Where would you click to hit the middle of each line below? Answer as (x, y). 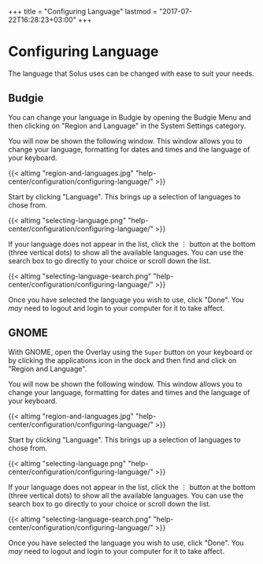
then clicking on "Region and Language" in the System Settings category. (127, 125)
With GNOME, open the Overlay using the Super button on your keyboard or (131, 352)
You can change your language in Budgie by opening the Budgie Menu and (130, 117)
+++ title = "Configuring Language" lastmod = (83, 11)
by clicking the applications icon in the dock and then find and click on (122, 360)
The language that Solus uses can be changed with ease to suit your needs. (131, 73)
